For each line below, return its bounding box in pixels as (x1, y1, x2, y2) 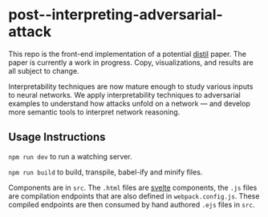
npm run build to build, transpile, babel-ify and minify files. (8, 167, 203, 177)
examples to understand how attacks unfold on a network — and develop (8, 98, 250, 108)
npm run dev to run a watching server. (8, 151, 132, 161)
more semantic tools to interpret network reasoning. (8, 106, 181, 117)
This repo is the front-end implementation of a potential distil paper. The (8, 49, 247, 58)
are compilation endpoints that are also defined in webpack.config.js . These (8, 191, 260, 201)
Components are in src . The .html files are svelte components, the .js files (8, 183, 258, 192)
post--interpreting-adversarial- (8, 6, 223, 24)
